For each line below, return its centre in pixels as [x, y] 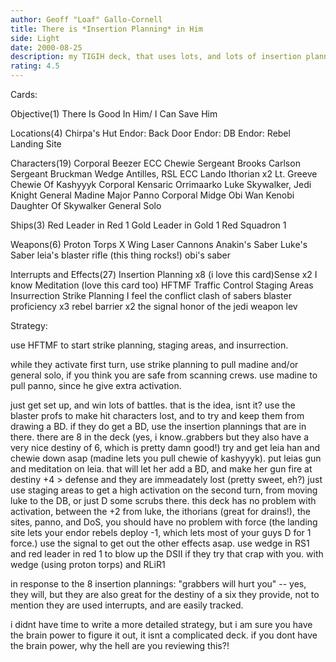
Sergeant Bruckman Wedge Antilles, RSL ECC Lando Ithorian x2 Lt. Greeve [164, 174]
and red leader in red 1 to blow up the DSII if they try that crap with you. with [167, 554]
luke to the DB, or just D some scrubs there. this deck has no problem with [163, 500]
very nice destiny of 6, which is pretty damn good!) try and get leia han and [165, 447]
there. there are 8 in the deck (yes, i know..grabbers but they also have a [160, 437]
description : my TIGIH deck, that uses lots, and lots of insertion [156, 57]
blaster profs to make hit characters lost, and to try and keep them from [157, 415]
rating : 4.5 [35, 66]
